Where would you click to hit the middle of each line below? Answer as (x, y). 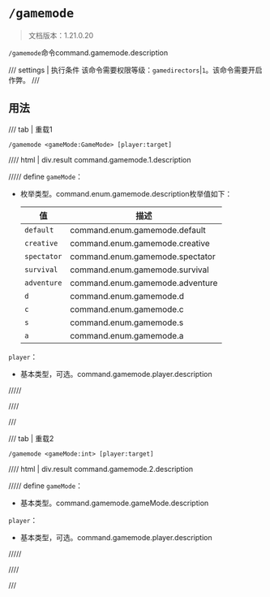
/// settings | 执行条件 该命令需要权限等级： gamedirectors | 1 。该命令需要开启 (135, 70)
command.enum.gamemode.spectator (143, 256)
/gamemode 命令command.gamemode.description (88, 52)
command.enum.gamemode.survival (139, 270)
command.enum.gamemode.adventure (144, 283)
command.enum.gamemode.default (138, 230)
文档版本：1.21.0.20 (61, 35)
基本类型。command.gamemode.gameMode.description (114, 503)
